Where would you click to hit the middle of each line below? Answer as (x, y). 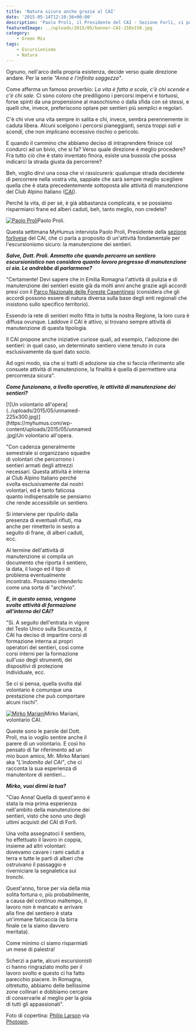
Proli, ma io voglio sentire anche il (46, 737)
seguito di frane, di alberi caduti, (45, 532)
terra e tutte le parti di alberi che (45, 858)
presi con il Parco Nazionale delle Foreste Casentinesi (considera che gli (93, 292)
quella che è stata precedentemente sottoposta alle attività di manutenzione (97, 185)
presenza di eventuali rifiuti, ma (44, 520)
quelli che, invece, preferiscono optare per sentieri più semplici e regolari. (95, 108)
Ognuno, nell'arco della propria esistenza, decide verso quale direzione (92, 71)
